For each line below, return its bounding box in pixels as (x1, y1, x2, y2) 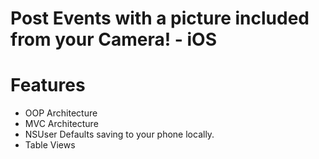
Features (10, 74, 86, 97)
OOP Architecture (24, 107, 98, 119)
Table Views (24, 139, 76, 151)
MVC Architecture (24, 118, 99, 130)
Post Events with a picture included (10, 7, 310, 30)
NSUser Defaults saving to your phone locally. (24, 128, 215, 141)
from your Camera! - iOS (10, 28, 217, 51)
